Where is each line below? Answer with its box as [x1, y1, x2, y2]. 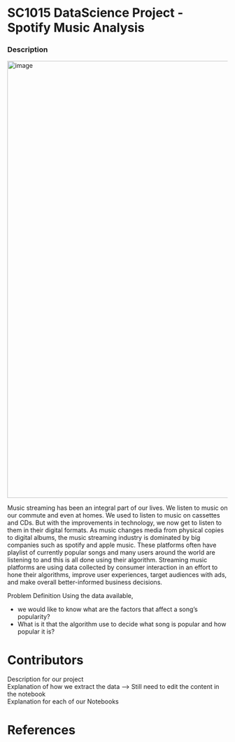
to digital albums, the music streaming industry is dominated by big [7, 534, 201, 542]
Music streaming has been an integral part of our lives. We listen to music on [7, 504, 228, 512]
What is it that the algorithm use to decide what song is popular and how [17, 620, 227, 629]
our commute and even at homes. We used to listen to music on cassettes [7, 511, 220, 520]
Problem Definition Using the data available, [7, 592, 134, 600]
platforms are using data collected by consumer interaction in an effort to [7, 563, 218, 571]
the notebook [7, 690, 46, 699]
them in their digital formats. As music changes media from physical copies [7, 526, 225, 534]
